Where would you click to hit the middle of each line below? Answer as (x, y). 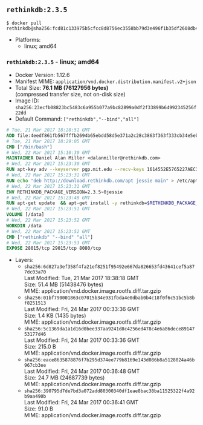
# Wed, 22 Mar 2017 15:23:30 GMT (48, 164)
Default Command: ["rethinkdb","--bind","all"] (77, 119)
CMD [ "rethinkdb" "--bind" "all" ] (50, 237)
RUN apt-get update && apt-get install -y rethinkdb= (77, 203)
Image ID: (27, 101)
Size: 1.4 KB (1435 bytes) (55, 316)
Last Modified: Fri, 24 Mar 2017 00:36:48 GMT (82, 371)
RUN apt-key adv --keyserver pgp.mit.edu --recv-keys (76, 170)
